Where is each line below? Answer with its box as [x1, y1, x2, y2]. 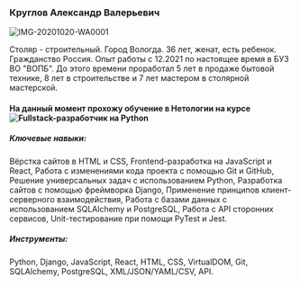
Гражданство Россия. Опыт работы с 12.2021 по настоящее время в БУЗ [9, 54, 290, 65]
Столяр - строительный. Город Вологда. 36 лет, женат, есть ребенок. [9, 44, 277, 55]
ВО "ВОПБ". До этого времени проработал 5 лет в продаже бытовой [9, 63, 275, 74]
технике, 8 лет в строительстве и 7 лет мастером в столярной [9, 73, 250, 84]
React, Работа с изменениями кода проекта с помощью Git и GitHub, [9, 165, 275, 176]
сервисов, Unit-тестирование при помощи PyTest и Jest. [9, 213, 228, 224]
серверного [9, 193, 56, 204]
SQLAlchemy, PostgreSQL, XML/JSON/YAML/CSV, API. [9, 265, 214, 276]
